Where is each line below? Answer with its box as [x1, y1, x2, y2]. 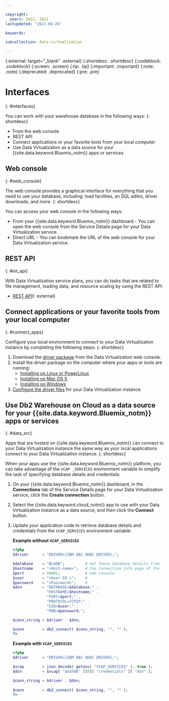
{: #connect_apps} [5, 329, 44, 335]
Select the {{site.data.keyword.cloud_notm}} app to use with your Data [12, 502, 160, 508]
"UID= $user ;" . [46, 604, 79, 609]
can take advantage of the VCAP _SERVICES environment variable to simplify [5, 466, 160, 472]
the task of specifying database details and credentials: [5, 471, 121, 477]
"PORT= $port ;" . [46, 594, 81, 600]
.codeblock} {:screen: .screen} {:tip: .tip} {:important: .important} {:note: [5, 63, 155, 69]
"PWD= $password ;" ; [46, 608, 85, 613]
